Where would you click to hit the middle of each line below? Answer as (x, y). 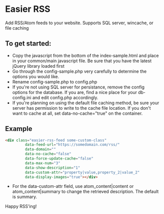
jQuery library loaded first (38, 66)
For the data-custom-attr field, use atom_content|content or (73, 186)
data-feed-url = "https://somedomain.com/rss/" (72, 145)
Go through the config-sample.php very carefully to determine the (79, 71)
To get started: (28, 44)
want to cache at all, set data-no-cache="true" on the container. (77, 113)
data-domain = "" (40, 149)
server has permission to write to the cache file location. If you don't (82, 108)
